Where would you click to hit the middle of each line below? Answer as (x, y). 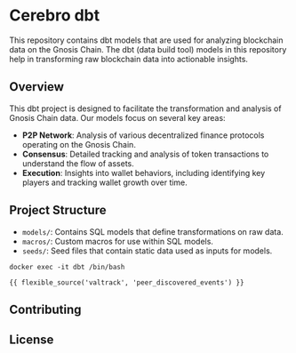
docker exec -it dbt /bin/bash (67, 267)
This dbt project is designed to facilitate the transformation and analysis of (145, 108)
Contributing (45, 309)
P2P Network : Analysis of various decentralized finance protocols (143, 135)
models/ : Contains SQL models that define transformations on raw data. (153, 231)
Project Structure (58, 210)
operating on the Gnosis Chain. (79, 144)
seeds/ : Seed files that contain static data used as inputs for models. (147, 251)
